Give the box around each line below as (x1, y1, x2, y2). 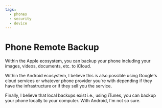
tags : (5, 7, 16, 12)
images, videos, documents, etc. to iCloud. (5, 63, 92, 69)
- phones (9, 12, 27, 17)
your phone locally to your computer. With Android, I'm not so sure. (5, 98, 141, 104)
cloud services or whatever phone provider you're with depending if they (5, 78, 153, 84)
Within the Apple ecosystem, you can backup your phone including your (5, 58, 151, 64)
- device (9, 21, 27, 26)
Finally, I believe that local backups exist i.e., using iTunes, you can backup (5, 92, 156, 98)
